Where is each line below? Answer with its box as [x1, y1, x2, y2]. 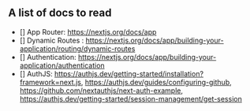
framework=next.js [19, 77, 81, 87]
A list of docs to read [8, 6, 112, 20]
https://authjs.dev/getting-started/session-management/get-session [19, 94, 242, 103]
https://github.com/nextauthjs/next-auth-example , [19, 86, 184, 95]
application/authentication [19, 61, 105, 70]
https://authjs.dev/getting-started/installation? [54, 68, 203, 78]
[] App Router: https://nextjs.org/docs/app [19, 27, 157, 36]
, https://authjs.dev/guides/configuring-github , [80, 77, 233, 87]
